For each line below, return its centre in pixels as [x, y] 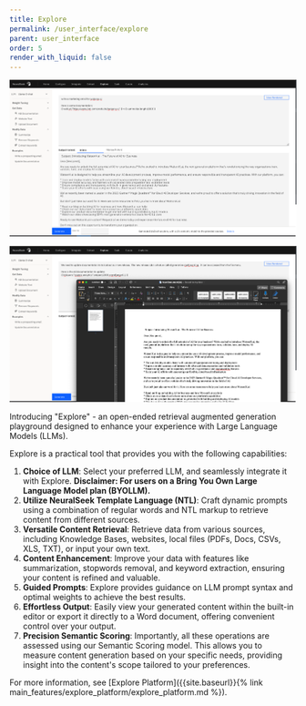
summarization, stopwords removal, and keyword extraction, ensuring [153, 568]
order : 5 [26, 48]
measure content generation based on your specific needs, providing [153, 655]
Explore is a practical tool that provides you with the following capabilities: [148, 453]
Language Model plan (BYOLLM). [87, 490]
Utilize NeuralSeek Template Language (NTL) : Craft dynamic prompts [155, 500]
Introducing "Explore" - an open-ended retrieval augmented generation [143, 416]
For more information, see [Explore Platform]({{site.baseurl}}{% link [136, 682]
